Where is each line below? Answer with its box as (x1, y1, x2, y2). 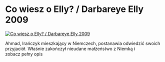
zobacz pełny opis (5, 51, 43, 57)
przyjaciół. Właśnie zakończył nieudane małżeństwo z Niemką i (5, 45, 135, 51)
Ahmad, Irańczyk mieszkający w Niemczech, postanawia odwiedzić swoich (5, 40, 160, 46)
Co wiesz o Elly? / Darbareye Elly (5, 3, 144, 15)
